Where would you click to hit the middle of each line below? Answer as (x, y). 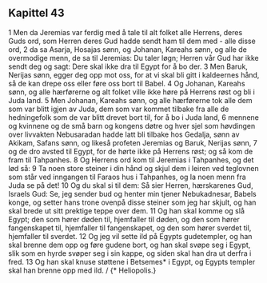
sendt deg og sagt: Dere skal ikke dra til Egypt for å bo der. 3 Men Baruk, (128, 66)
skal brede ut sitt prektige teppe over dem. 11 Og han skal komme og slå (127, 210)
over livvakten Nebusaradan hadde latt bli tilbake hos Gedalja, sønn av (124, 134)
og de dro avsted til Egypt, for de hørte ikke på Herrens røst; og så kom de (131, 151)
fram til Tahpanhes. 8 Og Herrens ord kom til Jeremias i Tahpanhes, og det (131, 160)
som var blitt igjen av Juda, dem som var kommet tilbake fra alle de (119, 109)
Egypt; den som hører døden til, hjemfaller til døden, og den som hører (124, 219)
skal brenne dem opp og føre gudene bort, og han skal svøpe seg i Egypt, (130, 245)
